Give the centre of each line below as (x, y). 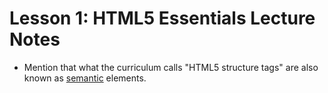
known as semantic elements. (85, 78)
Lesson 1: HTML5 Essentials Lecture (162, 18)
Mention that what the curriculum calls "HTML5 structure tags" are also (171, 67)
